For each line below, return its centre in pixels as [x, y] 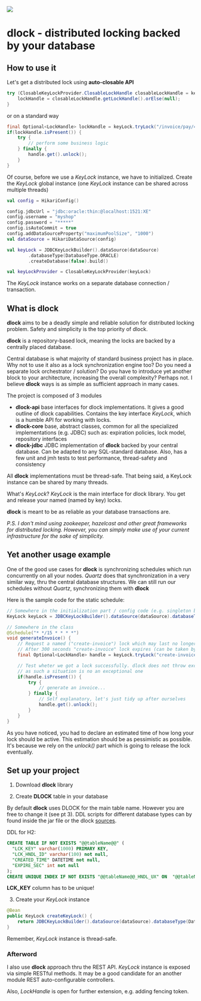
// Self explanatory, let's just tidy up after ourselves [112, 699]
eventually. [20, 752]
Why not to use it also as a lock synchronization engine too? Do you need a [99, 365]
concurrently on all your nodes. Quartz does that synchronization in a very [98, 576]
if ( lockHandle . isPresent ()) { [44, 132]
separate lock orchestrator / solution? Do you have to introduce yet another [99, 371]
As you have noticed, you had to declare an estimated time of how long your [101, 733]
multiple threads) [28, 189]
